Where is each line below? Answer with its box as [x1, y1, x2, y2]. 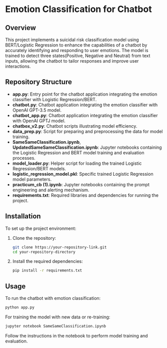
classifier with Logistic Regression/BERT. [12, 96, 97, 102]
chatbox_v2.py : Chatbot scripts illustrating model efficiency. [12, 123, 137, 129]
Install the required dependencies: [12, 258, 83, 264]
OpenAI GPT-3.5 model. [12, 107, 61, 113]
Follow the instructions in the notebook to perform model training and [5, 332, 148, 338]
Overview [5, 24, 36, 32]
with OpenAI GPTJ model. [12, 118, 66, 124]
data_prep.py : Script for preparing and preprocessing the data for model [12, 128, 163, 134]
